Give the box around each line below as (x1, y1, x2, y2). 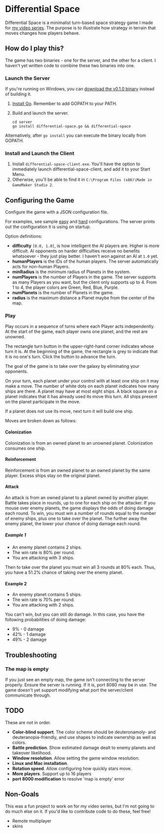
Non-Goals (5, 790, 39, 799)
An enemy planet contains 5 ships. (12, 592, 82, 598)
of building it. (5, 91, 32, 97)
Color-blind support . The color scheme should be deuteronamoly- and (12, 729, 156, 735)
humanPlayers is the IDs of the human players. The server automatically (12, 258, 159, 264)
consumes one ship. (5, 445, 46, 451)
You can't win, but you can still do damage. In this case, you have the (5, 611, 145, 617)
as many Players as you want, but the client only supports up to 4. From (12, 279, 157, 285)
